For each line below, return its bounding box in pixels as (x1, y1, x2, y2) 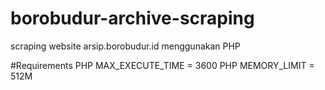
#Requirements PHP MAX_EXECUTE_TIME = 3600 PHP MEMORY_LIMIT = (10, 59, 315, 71)
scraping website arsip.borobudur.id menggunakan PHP (10, 40, 241, 52)
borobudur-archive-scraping (10, 7, 255, 30)
